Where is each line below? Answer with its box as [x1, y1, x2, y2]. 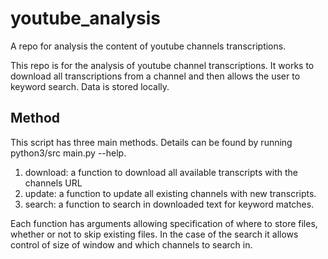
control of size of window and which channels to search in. [10, 238, 253, 251]
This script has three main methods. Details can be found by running [10, 136, 293, 148]
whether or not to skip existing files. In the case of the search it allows [10, 228, 299, 240]
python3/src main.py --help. [10, 147, 127, 159]
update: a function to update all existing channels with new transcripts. [24, 187, 317, 199]
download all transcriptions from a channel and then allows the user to [10, 70, 301, 82]
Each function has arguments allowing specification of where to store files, [10, 217, 318, 229]
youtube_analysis [10, 7, 161, 30]
